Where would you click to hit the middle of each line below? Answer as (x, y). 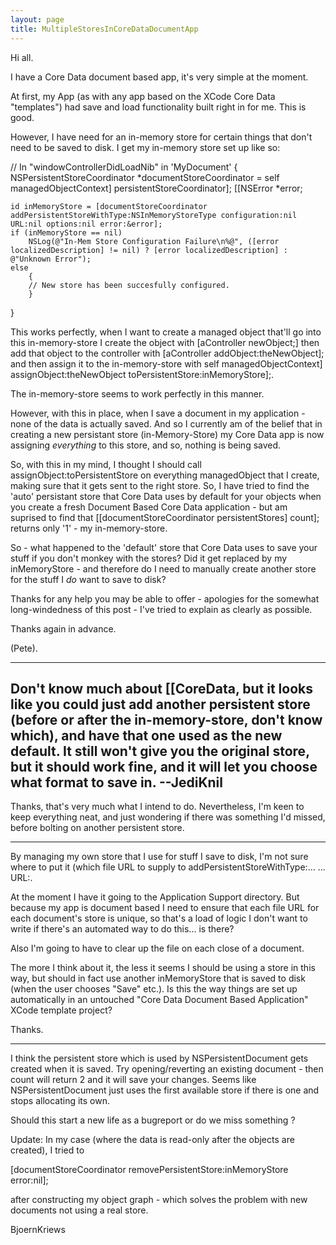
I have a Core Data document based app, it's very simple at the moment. (159, 77)
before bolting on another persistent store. (97, 828)
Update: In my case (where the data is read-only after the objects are (152, 1140)
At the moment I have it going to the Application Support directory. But (155, 897)
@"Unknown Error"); (51, 259)
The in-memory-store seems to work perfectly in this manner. (137, 393)
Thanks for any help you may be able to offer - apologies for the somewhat (165, 598)
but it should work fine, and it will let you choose (164, 766)
